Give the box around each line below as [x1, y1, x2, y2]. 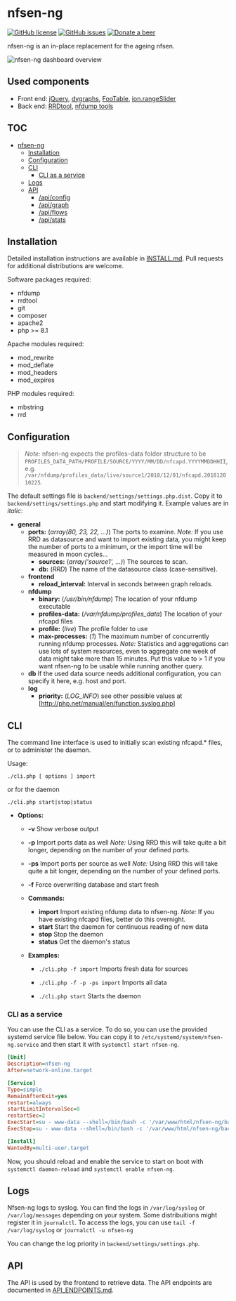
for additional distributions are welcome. [7, 262, 124, 270]
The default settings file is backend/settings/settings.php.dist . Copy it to [7, 491, 223, 500]
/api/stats [38, 216, 67, 224]
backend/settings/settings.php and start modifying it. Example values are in [7, 499, 229, 508]
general [17, 520, 41, 529]
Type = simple [7, 1086, 42, 1093]
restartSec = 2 [7, 1112, 46, 1119]
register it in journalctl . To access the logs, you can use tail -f [7, 1218, 195, 1227]
